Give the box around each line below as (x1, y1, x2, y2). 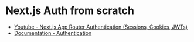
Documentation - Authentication (13, 29, 92, 36)
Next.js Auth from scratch (5, 4, 134, 17)
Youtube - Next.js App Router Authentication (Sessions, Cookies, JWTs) (13, 23, 188, 30)
